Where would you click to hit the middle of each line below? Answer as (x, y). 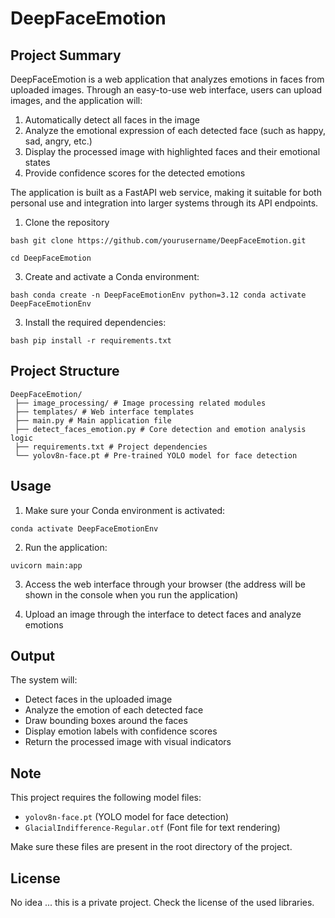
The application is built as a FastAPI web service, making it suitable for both (166, 192)
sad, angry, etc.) (58, 141)
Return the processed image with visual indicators (128, 742)
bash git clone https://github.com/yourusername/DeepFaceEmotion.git (158, 241)
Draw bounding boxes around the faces (106, 721)
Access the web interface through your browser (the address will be (165, 584)
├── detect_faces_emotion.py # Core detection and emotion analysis (160, 429)
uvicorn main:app (46, 565)
